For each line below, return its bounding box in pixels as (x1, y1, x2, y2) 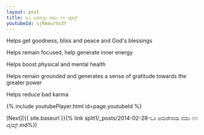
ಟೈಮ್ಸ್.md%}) (6, 122, 38, 129)
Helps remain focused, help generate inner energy (6, 49, 133, 56)
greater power (6, 79, 42, 86)
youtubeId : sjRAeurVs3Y (6, 20, 67, 26)
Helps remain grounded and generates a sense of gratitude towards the (6, 73, 187, 80)
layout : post (6, 9, 40, 15)
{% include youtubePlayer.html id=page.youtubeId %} (6, 103, 142, 110)
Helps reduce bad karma (6, 91, 69, 98)
